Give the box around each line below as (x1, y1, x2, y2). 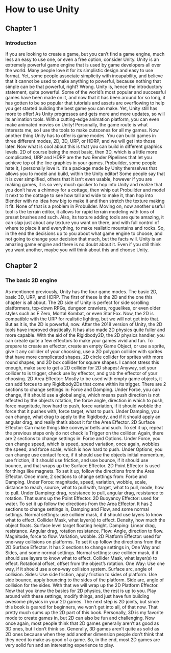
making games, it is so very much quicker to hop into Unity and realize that (5, 181, 163, 187)
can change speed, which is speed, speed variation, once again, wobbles (5, 441, 160, 447)
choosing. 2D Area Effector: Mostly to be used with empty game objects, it (5, 375, 162, 382)
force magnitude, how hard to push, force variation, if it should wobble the (5, 403, 162, 409)
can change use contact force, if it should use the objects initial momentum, (5, 451, 165, 458)
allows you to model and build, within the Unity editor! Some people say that (5, 170, 165, 177)
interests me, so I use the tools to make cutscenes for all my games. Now (5, 127, 159, 133)
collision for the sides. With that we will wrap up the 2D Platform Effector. (5, 582, 159, 588)
